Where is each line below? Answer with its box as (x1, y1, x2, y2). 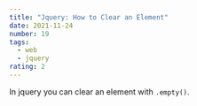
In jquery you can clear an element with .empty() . (9, 86, 190, 97)
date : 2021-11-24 (9, 21, 74, 30)
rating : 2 (9, 63, 46, 72)
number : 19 (9, 29, 50, 38)
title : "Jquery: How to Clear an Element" (9, 12, 169, 22)
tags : (9, 37, 29, 47)
